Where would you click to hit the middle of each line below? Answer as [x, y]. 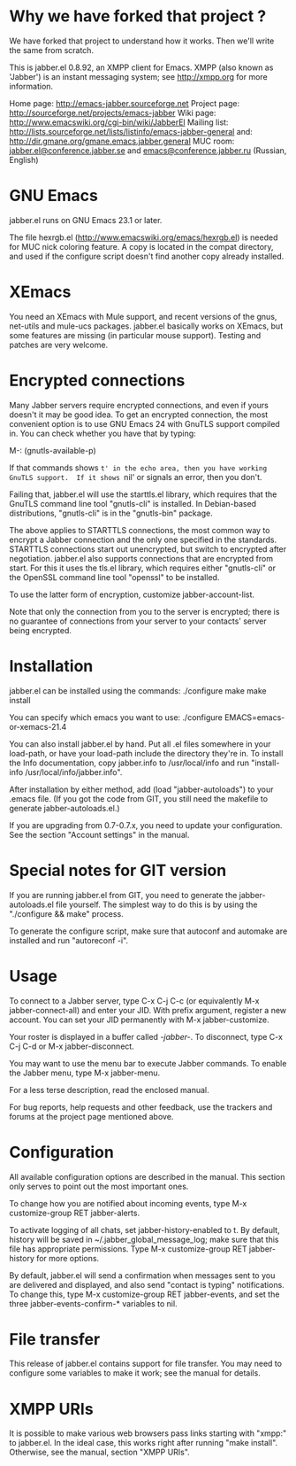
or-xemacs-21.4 [38, 726]
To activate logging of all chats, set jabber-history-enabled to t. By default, [144, 1229]
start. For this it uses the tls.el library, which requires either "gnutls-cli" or [143, 568]
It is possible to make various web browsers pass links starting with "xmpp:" [148, 1433]
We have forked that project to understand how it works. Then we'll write [142, 41]
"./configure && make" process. [66, 913]
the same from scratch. [52, 50]
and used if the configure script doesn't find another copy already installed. [147, 256]
